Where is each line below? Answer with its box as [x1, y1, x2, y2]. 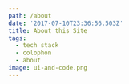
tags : [8, 34, 26, 42]
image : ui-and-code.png [8, 64, 88, 72]
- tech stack [15, 42, 59, 50]
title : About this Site [8, 26, 88, 34]
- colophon [15, 49, 52, 57]
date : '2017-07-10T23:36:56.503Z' [8, 19, 124, 27]
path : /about [8, 11, 52, 20]
